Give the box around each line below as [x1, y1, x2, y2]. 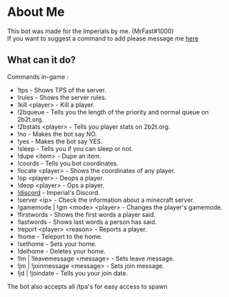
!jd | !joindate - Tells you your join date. [17, 269, 128, 277]
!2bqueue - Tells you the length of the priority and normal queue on [17, 107, 209, 116]
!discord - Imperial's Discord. [17, 188, 100, 196]
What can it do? [7, 54, 76, 66]
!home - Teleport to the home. [17, 232, 103, 240]
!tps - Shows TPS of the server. [17, 85, 107, 94]
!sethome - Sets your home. [17, 239, 97, 248]
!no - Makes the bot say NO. [17, 130, 98, 138]
